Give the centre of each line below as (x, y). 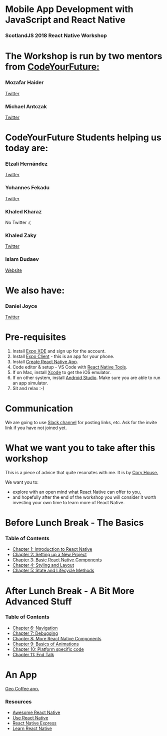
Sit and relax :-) (28, 388)
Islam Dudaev (22, 259)
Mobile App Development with (69, 9)
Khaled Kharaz (23, 211)
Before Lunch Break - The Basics (74, 523)
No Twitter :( (18, 222)
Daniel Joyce (21, 306)
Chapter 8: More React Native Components (57, 638)
